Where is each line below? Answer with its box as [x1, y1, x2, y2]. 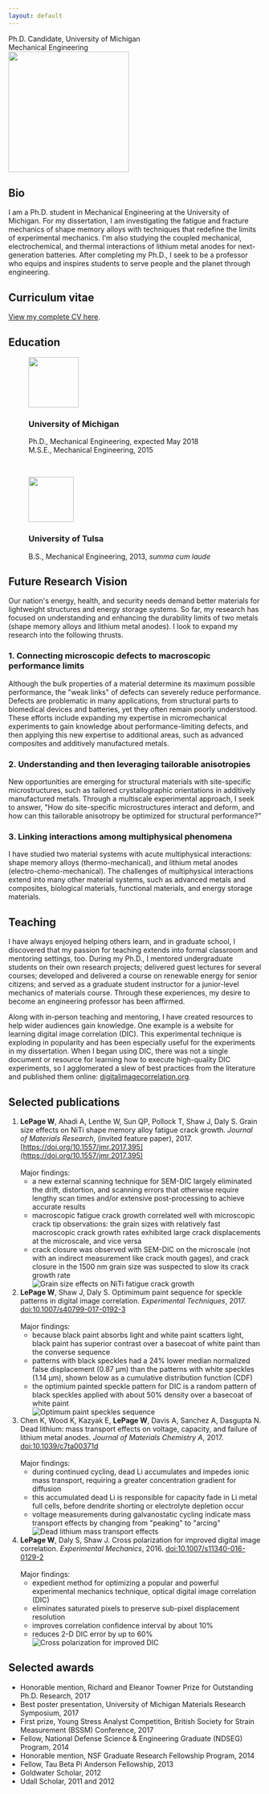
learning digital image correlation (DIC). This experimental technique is [8, 1029, 243, 1039]
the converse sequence [31, 1347, 111, 1357]
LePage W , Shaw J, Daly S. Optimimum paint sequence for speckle [19, 1287, 243, 1297]
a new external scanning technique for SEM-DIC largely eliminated [31, 1176, 252, 1186]
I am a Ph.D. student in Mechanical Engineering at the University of [8, 207, 230, 217]
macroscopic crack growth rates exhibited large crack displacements [31, 1227, 261, 1237]
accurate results [31, 1201, 86, 1211]
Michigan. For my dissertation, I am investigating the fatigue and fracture [8, 216, 249, 226]
